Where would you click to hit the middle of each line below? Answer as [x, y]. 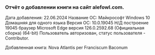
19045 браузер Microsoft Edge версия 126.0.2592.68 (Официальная [75, 28]
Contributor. [17, 38]
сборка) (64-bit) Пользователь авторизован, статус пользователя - [75, 33]
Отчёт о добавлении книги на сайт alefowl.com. [65, 7]
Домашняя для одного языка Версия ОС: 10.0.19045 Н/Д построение [77, 23]
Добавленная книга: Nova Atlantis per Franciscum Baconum [66, 48]
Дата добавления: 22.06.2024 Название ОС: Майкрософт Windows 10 [77, 18]
